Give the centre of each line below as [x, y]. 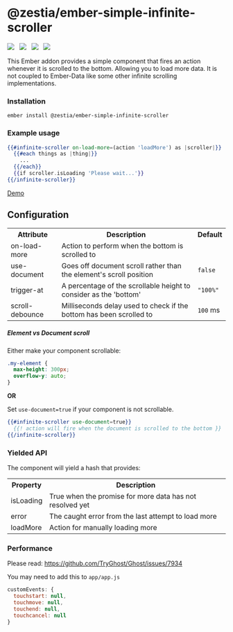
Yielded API [27, 453]
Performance [30, 548]
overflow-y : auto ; [40, 376]
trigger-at [27, 290]
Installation [27, 101]
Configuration [38, 215]
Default [210, 234]
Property [26, 485]
